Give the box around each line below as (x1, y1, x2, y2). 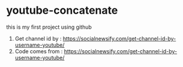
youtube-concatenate (6, 4, 118, 17)
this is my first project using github (6, 23, 92, 31)
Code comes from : (14, 47, 63, 54)
